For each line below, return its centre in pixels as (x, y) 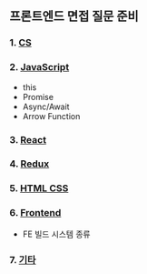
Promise (38, 96)
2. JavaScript (39, 67)
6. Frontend (35, 213)
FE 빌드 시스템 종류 (56, 234)
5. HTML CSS (39, 188)
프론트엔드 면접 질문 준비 (74, 16)
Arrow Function (51, 116)
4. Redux (29, 164)
